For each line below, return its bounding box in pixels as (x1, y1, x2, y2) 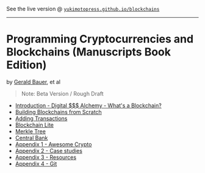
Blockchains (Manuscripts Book (6, 45, 171, 59)
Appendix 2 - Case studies (15, 147, 82, 154)
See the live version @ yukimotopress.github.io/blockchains (6, 5, 160, 12)
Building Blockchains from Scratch (15, 108, 102, 115)
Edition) (6, 58, 47, 72)
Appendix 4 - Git (15, 160, 57, 167)
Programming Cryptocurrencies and (6, 32, 194, 46)
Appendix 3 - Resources (15, 154, 77, 161)
